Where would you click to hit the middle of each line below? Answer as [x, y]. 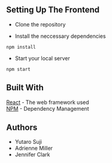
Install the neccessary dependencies [60, 36]
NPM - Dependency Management [48, 108]
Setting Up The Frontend [53, 10]
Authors [22, 128]
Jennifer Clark [32, 155]
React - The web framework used [48, 102]
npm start [19, 69]
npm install [21, 47]
